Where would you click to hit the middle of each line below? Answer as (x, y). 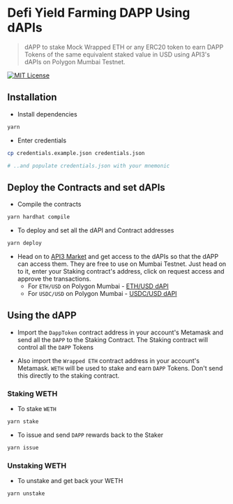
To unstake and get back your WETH (70, 481)
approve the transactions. (54, 279)
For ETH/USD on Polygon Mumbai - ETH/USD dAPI (98, 286)
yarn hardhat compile (39, 217)
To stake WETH (37, 409)
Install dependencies (47, 114)
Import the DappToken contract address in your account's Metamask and (120, 332)
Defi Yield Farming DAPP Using (99, 13)
